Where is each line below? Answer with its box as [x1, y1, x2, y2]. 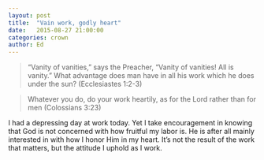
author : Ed [8, 41, 44, 49]
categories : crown [8, 33, 69, 42]
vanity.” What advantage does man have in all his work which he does [27, 71, 255, 80]
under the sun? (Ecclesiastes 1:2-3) [27, 80, 143, 89]
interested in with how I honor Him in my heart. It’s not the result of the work [8, 135, 255, 144]
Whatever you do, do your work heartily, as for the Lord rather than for [27, 95, 256, 104]
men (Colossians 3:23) [27, 103, 102, 113]
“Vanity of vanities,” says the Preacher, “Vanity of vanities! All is [27, 62, 234, 72]
